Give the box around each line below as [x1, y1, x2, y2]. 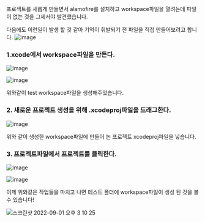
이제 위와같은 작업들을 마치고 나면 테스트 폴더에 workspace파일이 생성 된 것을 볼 [6, 188, 199, 196]
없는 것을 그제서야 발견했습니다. [12, 13, 88, 20]
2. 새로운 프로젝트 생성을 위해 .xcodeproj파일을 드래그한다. [6, 106, 171, 114]
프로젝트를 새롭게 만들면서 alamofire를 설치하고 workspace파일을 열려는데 [6, 6, 185, 12]
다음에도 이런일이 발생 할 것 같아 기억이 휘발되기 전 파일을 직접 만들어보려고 [6, 26, 186, 33]
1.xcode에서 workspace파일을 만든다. [6, 50, 115, 59]
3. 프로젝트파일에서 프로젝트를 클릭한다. [6, 149, 117, 158]
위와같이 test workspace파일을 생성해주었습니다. [6, 89, 124, 97]
